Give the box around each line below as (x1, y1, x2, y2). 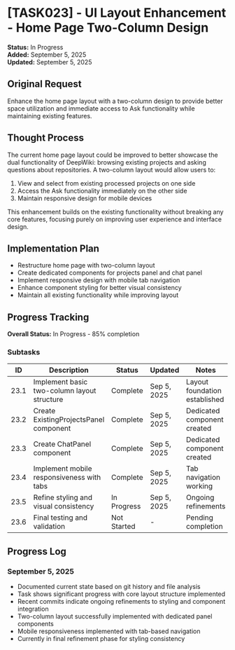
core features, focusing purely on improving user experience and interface (7, 215, 222, 223)
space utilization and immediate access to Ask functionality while (7, 104, 195, 113)
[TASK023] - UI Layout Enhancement (7, 5, 227, 21)
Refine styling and (33, 492, 93, 502)
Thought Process (7, 132, 84, 144)
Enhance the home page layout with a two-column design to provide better (7, 97, 224, 105)
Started (111, 522, 136, 532)
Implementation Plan (7, 242, 100, 254)
